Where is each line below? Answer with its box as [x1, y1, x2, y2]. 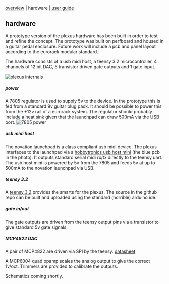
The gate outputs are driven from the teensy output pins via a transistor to [5, 219, 159, 225]
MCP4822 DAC [5, 236, 38, 242]
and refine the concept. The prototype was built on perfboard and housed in [5, 38, 164, 44]
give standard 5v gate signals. [5, 224, 68, 230]
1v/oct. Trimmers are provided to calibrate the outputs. [5, 263, 119, 269]
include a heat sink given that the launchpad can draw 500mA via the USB [5, 114, 160, 120]
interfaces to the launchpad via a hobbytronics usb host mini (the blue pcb [5, 149, 160, 155]
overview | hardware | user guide [5, 5, 74, 11]
